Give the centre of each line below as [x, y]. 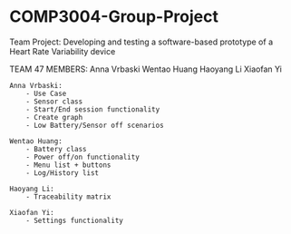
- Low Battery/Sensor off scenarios [95, 125]
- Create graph [54, 117]
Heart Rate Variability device [63, 51]
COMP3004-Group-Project [114, 17]
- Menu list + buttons [68, 165]
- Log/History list [63, 173]
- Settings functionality [75, 220]
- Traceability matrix [68, 197]
